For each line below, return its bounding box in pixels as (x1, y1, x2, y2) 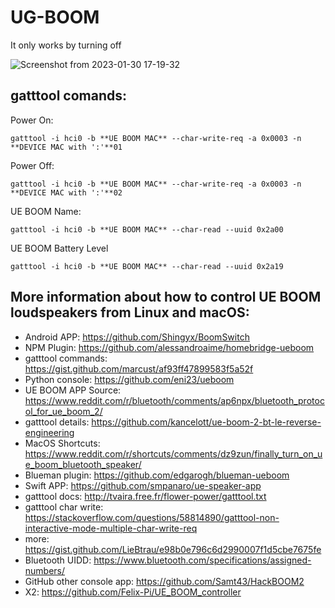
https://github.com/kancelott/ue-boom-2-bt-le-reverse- (91, 416, 322, 428)
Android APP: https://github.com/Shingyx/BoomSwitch (24, 331, 250, 343)
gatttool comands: (10, 87, 127, 105)
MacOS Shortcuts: (24, 437, 101, 449)
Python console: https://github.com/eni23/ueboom (24, 373, 235, 385)
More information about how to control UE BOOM (10, 289, 322, 306)
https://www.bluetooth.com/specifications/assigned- (93, 554, 312, 566)
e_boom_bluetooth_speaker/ (24, 458, 142, 470)
